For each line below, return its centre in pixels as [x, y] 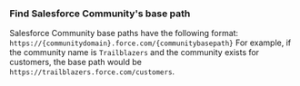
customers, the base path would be [76, 62]
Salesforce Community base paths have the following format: [124, 33]
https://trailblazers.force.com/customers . [92, 72]
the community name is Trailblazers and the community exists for [135, 53]
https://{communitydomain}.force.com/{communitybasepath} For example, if [150, 43]
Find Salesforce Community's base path [100, 14]
